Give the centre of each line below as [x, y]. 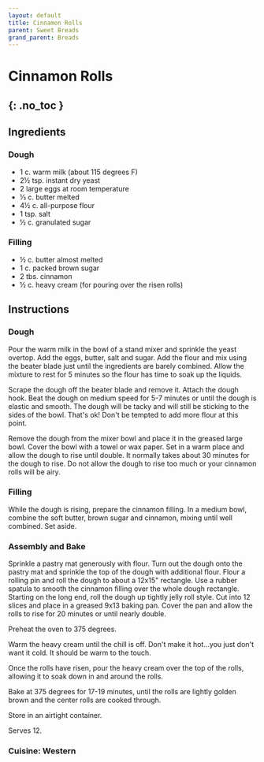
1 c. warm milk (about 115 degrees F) [78, 172]
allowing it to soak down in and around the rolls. [86, 677]
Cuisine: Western [42, 751]
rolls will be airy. [34, 472]
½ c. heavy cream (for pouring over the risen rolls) [101, 284]
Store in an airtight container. [55, 716]
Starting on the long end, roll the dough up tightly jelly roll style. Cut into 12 [129, 597]
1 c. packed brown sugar [59, 268]
